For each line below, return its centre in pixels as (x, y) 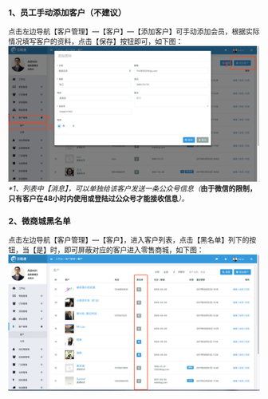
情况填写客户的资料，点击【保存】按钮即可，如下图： (96, 41)
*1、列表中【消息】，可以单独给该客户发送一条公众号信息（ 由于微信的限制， (132, 188)
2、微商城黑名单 (39, 221)
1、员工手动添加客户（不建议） (67, 12)
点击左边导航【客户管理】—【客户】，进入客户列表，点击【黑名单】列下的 (129, 240)
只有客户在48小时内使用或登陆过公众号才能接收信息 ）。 (99, 198)
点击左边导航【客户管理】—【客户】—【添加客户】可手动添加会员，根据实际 (134, 32)
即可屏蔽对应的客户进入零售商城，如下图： (134, 250)
